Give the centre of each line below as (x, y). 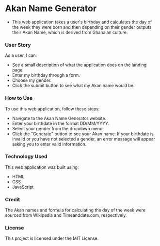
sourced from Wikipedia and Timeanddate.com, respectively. (66, 215)
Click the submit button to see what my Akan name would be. (73, 86)
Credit (13, 199)
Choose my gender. (32, 80)
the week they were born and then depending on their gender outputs (82, 27)
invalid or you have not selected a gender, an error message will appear (84, 139)
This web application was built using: (42, 167)
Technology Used (26, 157)
